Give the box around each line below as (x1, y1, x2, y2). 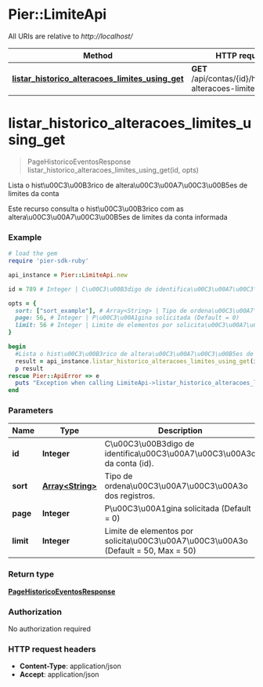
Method (83, 49, 113, 60)
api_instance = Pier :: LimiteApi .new (8, 271, 128, 279)
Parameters (8, 405, 53, 416)
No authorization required (8, 624, 92, 634)
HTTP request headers (8, 643, 96, 654)
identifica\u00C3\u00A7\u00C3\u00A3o (104, 449, 257, 460)
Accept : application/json (19, 670, 99, 679)
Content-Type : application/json (19, 661, 121, 671)
